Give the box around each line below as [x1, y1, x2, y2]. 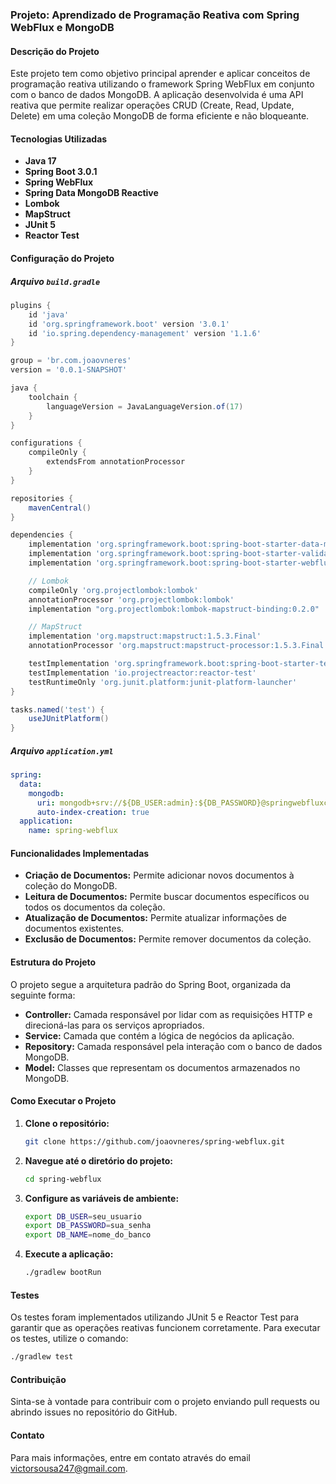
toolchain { [28, 392, 78, 402]
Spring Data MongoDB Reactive [24, 187, 159, 199]
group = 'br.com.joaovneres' [10, 356, 132, 366]
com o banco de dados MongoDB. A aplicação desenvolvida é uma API [10, 89, 304, 101]
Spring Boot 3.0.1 [24, 166, 98, 178]
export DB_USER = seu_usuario [24, 1211, 142, 1222]
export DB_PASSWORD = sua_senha [24, 1221, 152, 1231]
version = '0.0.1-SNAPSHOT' [10, 365, 128, 375]
